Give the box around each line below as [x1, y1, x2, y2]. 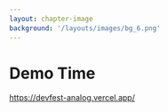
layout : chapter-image [9, 14, 93, 23]
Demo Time [9, 63, 96, 84]
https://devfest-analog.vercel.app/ [9, 92, 135, 103]
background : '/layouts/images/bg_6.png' [9, 23, 162, 33]
